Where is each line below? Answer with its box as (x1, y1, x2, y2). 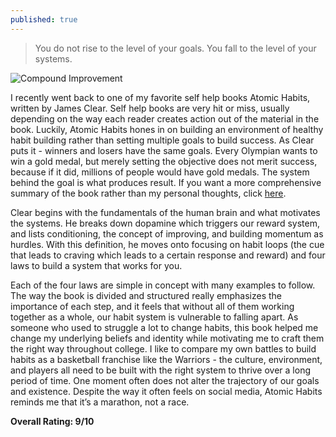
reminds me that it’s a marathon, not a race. (10, 396, 190, 408)
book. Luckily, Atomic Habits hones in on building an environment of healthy (10, 123, 324, 135)
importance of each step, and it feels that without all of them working (10, 300, 295, 312)
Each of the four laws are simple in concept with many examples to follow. (10, 279, 316, 291)
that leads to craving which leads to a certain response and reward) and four (10, 249, 326, 261)
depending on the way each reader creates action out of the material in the (10, 112, 320, 125)
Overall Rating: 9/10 (10, 415, 95, 427)
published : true (10, 14, 78, 25)
